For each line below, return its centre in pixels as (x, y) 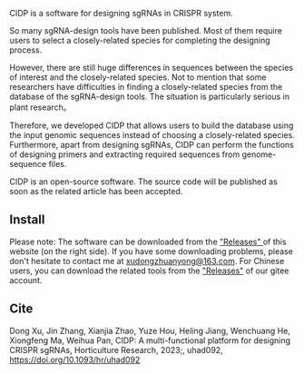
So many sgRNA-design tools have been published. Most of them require (146, 30)
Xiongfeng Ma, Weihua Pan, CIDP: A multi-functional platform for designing (150, 340)
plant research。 (40, 107)
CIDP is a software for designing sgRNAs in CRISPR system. (121, 13)
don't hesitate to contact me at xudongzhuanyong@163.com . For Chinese (147, 261)
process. (26, 50)
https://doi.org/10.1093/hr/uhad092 (75, 359)
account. (26, 280)
